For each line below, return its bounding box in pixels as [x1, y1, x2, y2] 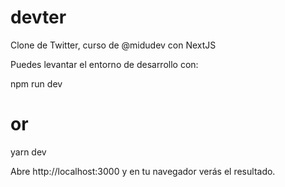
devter [10, 6, 67, 29]
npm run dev [10, 77, 63, 90]
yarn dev [10, 146, 47, 158]
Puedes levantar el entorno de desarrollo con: [10, 58, 199, 70]
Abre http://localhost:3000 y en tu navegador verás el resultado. [10, 165, 276, 177]
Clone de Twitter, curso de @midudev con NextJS [10, 39, 217, 51]
